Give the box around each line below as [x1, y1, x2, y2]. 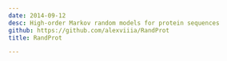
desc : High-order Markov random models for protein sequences [8, 19, 220, 27]
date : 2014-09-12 [8, 11, 66, 20]
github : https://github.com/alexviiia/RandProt [8, 26, 170, 34]
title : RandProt [8, 33, 62, 42]
